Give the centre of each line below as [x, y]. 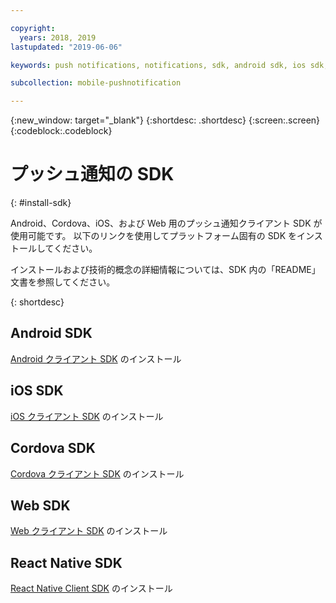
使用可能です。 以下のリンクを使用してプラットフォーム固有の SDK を [154, 236]
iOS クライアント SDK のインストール [87, 416]
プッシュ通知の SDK [92, 174]
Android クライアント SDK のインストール [96, 358]
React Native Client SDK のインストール [91, 588]
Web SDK [40, 505]
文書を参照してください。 [63, 282]
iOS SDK [37, 391]
